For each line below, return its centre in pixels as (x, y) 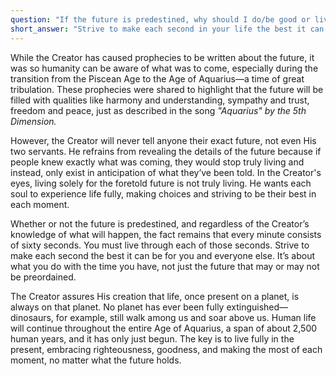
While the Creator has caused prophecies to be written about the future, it (162, 57)
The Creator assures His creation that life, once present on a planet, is (155, 296)
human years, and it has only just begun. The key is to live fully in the (152, 338)
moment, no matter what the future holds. (96, 360)
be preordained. (43, 277)
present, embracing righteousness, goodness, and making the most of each (166, 349)
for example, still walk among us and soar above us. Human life (186, 317)
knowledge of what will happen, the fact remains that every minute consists (166, 234)
